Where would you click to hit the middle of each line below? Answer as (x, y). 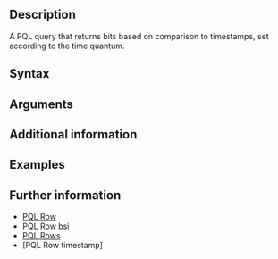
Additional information (73, 134)
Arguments (42, 104)
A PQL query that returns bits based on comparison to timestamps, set (139, 36)
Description (42, 15)
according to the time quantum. (67, 46)
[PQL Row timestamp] (62, 246)
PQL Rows (41, 236)
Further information (65, 195)
